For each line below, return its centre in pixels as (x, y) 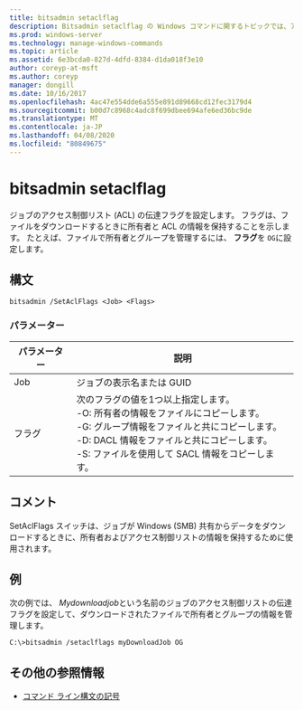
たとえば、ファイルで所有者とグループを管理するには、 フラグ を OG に (155, 237)
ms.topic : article (44, 52)
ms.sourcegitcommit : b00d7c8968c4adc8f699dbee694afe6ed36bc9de (131, 110)
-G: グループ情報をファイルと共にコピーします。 (179, 426)
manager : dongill (42, 85)
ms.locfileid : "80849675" (58, 144)
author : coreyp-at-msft (54, 69)
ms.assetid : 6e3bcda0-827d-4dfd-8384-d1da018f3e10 (106, 60)
